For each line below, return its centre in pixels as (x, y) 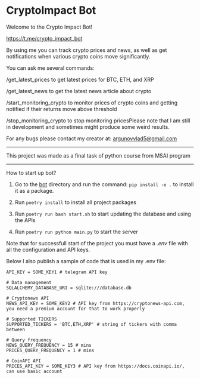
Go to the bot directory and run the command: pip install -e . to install (104, 184)
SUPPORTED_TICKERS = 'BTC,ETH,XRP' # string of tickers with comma (92, 324)
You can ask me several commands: (51, 68)
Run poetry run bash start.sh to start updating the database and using (103, 214)
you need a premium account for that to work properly (76, 309)
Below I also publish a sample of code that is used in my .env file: (86, 261)
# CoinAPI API (24, 361)
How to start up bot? (31, 172)
